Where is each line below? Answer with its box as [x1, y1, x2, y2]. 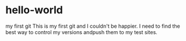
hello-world [5, 3, 64, 17]
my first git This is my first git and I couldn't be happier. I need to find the [5, 23, 180, 29]
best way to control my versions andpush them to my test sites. [5, 28, 158, 35]
